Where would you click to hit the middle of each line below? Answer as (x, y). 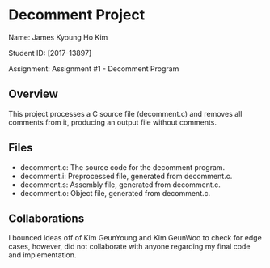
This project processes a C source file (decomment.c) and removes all (125, 113)
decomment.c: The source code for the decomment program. (122, 167)
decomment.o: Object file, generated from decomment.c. (115, 193)
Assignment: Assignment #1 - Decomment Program (94, 68)
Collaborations (46, 218)
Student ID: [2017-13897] (50, 53)
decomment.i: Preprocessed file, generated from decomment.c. (126, 176)
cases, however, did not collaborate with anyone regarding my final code (129, 247)
